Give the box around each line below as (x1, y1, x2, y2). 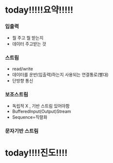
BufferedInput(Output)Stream (12, 109, 72, 114)
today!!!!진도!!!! (5, 147, 68, 159)
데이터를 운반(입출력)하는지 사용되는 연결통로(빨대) (12, 72, 109, 77)
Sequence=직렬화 (12, 114, 48, 120)
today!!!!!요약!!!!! (5, 4, 74, 16)
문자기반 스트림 (5, 127, 39, 134)
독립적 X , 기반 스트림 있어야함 (12, 103, 70, 109)
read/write (12, 66, 33, 72)
